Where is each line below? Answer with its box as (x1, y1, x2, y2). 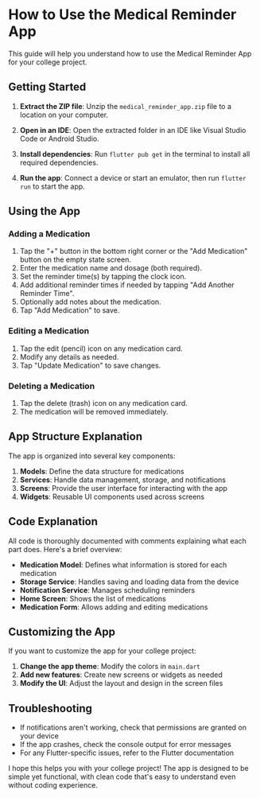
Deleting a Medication (8, 380, 95, 391)
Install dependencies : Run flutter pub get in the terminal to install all (19, 149, 250, 158)
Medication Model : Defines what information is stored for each (19, 559, 227, 570)
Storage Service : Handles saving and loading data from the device (19, 577, 239, 586)
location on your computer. (19, 110, 109, 119)
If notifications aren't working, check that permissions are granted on (19, 722, 246, 733)
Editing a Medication (8, 325, 90, 337)
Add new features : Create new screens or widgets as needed (19, 670, 223, 679)
